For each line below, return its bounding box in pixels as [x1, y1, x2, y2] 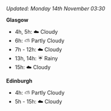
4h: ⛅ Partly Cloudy [14, 89, 65, 96]
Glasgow [6, 17, 28, 23]
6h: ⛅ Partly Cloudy [14, 37, 65, 44]
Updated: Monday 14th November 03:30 [6, 5, 106, 12]
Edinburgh [6, 77, 33, 84]
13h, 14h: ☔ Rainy [14, 55, 58, 61]
